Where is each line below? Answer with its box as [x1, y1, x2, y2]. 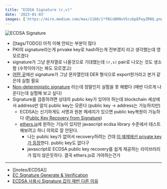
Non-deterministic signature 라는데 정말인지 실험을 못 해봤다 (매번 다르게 [12, 84, 157, 90]
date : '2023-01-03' [5, 12, 46, 17]
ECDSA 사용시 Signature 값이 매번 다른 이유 [12, 178, 98, 184]
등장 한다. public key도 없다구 [32, 140, 89, 146]
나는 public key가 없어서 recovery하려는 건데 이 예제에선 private [27, 134, 154, 140]
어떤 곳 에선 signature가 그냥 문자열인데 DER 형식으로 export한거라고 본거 [12, 72, 156, 78]
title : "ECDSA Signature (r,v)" [5, 7, 72, 12]
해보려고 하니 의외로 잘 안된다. [19, 127, 79, 133]
